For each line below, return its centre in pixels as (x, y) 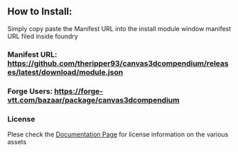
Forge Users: (30, 91)
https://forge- (79, 91)
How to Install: (40, 12)
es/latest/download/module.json (65, 72)
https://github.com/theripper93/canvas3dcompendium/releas (118, 63)
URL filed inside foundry (43, 36)
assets (17, 141)
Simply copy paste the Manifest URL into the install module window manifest (119, 28)
